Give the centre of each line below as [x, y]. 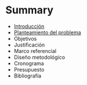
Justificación [29, 45]
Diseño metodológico [39, 57]
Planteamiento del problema [48, 32]
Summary [29, 10]
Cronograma [29, 63]
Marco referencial [35, 51]
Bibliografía [28, 76]
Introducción [29, 26]
